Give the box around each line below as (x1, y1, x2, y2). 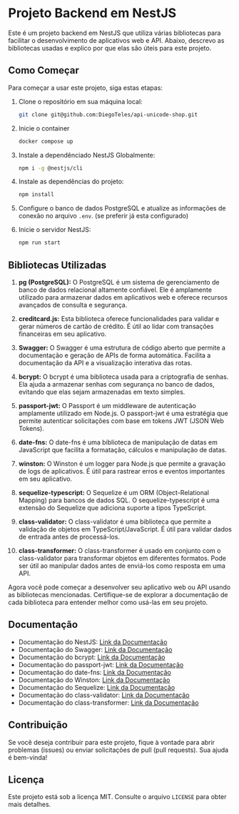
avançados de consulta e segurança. (18, 300, 128, 309)
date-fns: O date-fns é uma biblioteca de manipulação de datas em (18, 437, 218, 447)
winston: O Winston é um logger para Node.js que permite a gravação (18, 459, 226, 468)
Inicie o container (18, 123, 70, 133)
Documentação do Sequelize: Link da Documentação (18, 683, 176, 691)
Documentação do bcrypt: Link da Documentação (18, 653, 166, 661)
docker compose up (18, 138, 73, 145)
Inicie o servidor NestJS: (18, 225, 91, 234)
